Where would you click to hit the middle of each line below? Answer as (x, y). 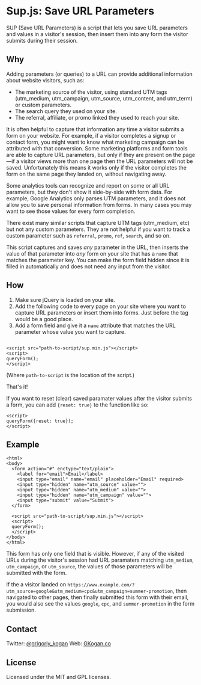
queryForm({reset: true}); (40, 421)
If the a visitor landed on (36, 585)
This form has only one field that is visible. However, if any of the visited (95, 554)
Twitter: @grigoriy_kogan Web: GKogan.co (58, 644)
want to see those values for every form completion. (71, 211)
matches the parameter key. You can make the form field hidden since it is (98, 260)
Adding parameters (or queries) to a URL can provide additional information (100, 74)
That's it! (17, 387)
